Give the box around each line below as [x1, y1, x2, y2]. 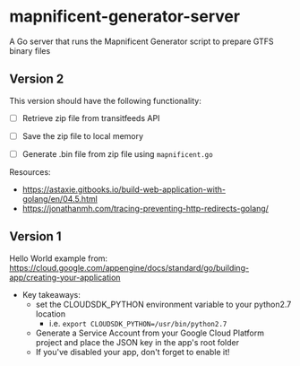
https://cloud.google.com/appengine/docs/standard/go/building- [9, 262, 249, 273]
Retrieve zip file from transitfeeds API [21, 112, 160, 123]
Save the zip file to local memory [21, 130, 144, 141]
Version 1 [9, 229, 62, 244]
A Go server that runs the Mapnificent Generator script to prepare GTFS [9, 36, 275, 47]
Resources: [9, 166, 51, 177]
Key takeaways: [21, 289, 81, 300]
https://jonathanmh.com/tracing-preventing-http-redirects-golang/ [21, 203, 269, 213]
